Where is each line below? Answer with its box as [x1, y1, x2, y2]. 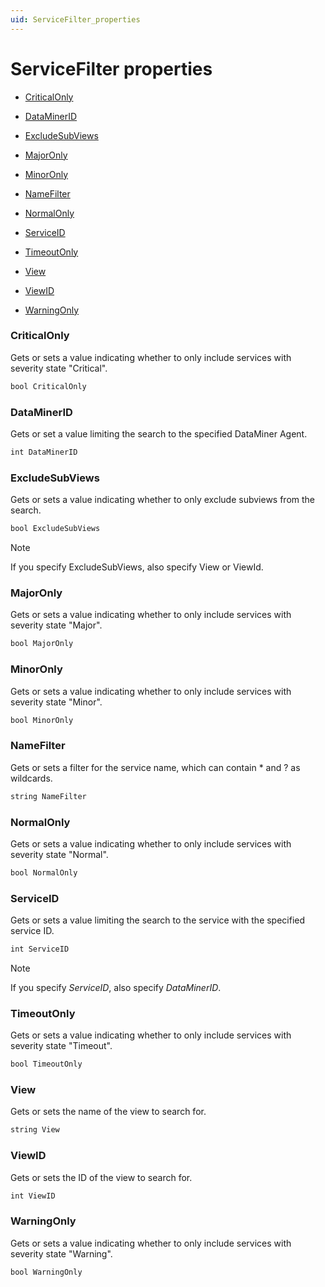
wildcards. [10, 772, 53, 784]
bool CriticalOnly [10, 381, 87, 391]
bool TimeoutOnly [10, 1059, 83, 1070]
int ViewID [10, 1191, 56, 1201]
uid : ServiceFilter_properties [10, 14, 141, 25]
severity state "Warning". [10, 1247, 113, 1260]
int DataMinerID [10, 447, 78, 458]
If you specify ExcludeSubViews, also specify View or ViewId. [10, 561, 264, 573]
